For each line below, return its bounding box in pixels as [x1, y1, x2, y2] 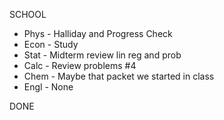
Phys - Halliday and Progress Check [23, 28, 173, 39]
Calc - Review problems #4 [23, 60, 137, 71]
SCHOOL [9, 9, 47, 20]
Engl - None [23, 81, 74, 93]
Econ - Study [23, 39, 79, 50]
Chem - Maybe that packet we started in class [23, 70, 215, 82]
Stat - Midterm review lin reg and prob [23, 49, 182, 61]
